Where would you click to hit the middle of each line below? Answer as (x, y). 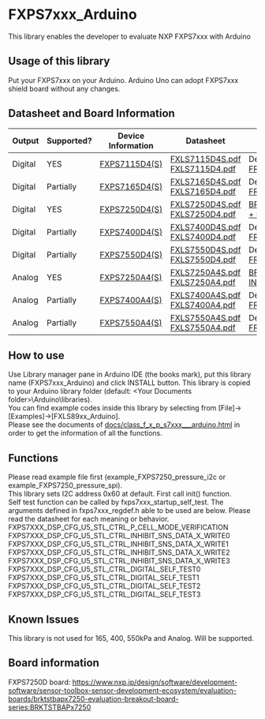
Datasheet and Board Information (91, 113)
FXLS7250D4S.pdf (205, 204)
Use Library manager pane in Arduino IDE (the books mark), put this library (130, 374)
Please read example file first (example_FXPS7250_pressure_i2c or (117, 477)
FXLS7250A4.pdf (203, 282)
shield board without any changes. (64, 88)
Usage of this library (59, 61)
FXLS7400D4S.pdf (205, 227)
